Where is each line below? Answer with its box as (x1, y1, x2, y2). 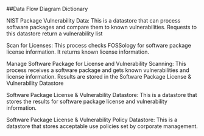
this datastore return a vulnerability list (6, 30, 103, 37)
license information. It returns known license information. (6, 48, 149, 55)
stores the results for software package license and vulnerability (6, 98, 167, 105)
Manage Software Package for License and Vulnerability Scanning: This (6, 60, 187, 67)
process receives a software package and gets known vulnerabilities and (6, 66, 189, 74)
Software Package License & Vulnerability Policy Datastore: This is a (6, 116, 178, 123)
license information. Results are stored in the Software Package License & (6, 73, 192, 80)
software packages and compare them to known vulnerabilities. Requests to (6, 24, 197, 30)
